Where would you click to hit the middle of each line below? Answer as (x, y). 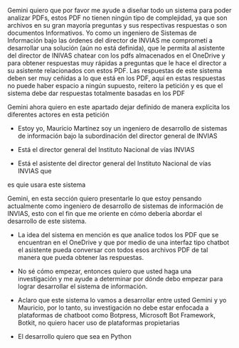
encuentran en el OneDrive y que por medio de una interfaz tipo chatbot (123, 242)
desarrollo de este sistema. (47, 221)
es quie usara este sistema (47, 185)
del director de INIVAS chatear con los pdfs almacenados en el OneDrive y (116, 55)
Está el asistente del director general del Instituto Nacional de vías (114, 163)
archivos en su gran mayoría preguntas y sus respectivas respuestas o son (117, 25)
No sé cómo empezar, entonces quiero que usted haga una (105, 271)
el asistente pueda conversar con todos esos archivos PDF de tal (113, 250)
